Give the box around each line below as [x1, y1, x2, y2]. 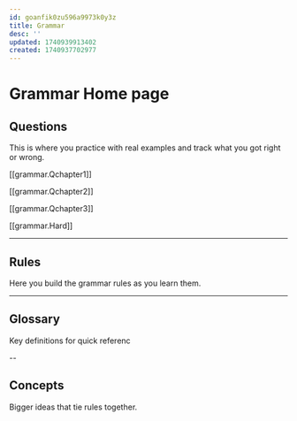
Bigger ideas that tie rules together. [9, 402, 138, 412]
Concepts [9, 378, 65, 394]
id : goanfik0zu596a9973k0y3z [9, 12, 117, 22]
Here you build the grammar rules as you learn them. [9, 278, 202, 288]
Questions [9, 119, 68, 134]
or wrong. [9, 152, 45, 163]
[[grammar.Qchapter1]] [9, 169, 93, 180]
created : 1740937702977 [9, 46, 97, 55]
